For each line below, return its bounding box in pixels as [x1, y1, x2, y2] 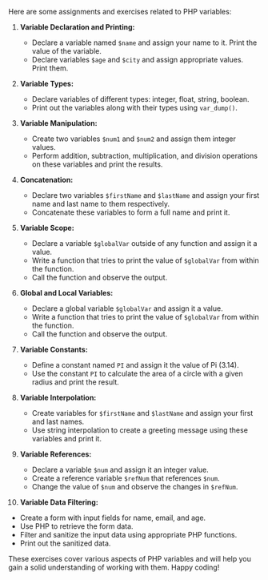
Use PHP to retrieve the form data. [19, 522, 134, 531]
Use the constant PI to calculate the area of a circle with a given [31, 369, 243, 378]
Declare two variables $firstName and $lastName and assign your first [31, 191, 260, 199]
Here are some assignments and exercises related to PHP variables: [8, 7, 232, 16]
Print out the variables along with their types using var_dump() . [31, 103, 238, 112]
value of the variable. [31, 46, 102, 55]
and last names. [31, 417, 85, 426]
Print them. [31, 63, 69, 73]
